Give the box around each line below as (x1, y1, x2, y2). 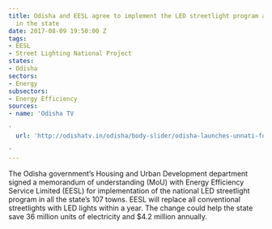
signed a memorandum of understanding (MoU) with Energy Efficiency (8, 177, 244, 187)
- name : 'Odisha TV (8, 110, 74, 118)
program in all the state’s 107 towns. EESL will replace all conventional (8, 194, 241, 204)
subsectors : (8, 87, 49, 95)
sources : (8, 102, 38, 110)
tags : (8, 34, 27, 43)
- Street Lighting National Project (8, 49, 132, 57)
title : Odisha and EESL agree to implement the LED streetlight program (8, 11, 259, 20)
